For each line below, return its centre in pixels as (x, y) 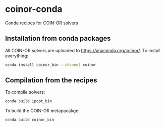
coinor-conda (34, 9)
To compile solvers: (25, 92)
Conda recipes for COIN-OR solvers (42, 23)
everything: (17, 56)
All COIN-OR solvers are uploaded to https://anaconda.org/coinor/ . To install (83, 50)
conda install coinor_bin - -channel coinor (51, 65)
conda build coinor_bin (30, 120)
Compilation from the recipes (51, 80)
